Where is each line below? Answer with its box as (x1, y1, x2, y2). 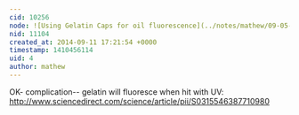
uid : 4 (9, 54, 34, 63)
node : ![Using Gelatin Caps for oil (9, 21, 145, 30)
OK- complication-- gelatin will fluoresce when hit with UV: (9, 86, 224, 97)
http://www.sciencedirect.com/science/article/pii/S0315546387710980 (9, 96, 270, 106)
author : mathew (9, 63, 66, 72)
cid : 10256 (9, 12, 50, 22)
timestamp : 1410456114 (9, 46, 93, 55)
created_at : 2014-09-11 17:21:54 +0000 (9, 37, 158, 47)
